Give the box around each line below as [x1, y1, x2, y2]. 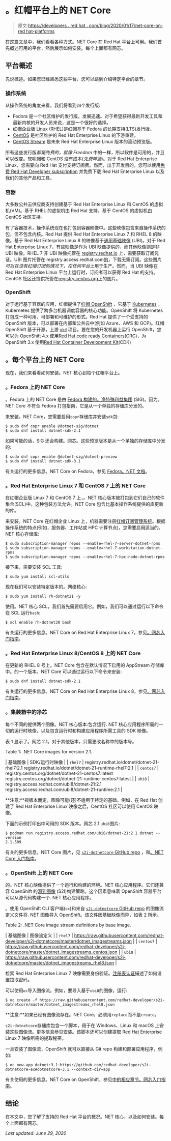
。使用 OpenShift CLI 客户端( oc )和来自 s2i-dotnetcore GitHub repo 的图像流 [5, 905, 164, 911]
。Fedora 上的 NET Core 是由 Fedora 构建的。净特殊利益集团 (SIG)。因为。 [5, 396, 162, 402]
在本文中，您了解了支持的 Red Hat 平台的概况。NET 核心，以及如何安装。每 [5, 1114, 164, 1120]
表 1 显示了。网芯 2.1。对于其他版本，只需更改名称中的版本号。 [5, 738, 137, 744]
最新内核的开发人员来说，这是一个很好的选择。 [12, 120, 111, 126]
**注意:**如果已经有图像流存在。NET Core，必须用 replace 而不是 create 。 [5, 1011, 159, 1017]
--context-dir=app [71, 1067, 110, 1072]
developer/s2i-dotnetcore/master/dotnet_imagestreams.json [5, 938, 132, 944]
